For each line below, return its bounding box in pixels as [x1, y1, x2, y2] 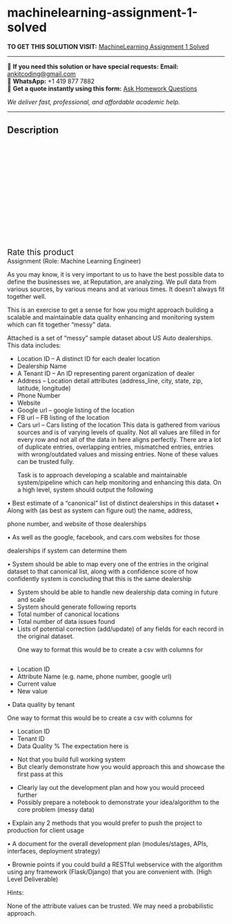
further [17, 791, 38, 799]
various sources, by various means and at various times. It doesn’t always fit [7, 285, 224, 293]
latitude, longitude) [17, 384, 71, 392]
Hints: [7, 888, 24, 896]
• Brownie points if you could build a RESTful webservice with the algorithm [7, 860, 223, 869]
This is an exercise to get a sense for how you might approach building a [7, 306, 214, 314]
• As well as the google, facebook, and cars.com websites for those [7, 533, 200, 541]
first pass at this [17, 770, 64, 778]
